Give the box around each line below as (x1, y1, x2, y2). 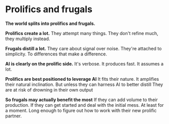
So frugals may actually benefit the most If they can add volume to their (5, 97, 158, 103)
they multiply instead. (5, 36, 50, 42)
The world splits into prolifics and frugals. (5, 20, 95, 26)
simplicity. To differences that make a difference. (5, 51, 108, 57)
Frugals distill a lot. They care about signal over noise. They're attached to (5, 45, 162, 51)
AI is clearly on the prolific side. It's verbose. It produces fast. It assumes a (5, 60, 164, 67)
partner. (5, 113, 22, 119)
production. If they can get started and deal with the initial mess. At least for (5, 102, 164, 108)
